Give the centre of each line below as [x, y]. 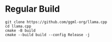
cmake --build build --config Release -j [48, 35]
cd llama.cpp [18, 26]
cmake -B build [20, 30]
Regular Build [32, 9]
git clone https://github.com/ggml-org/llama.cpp [56, 22]
